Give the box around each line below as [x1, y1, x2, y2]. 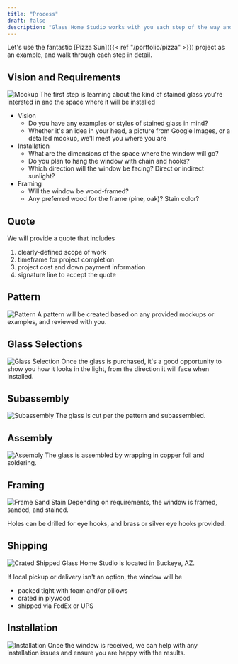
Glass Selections [7, 338, 84, 350]
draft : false [7, 17, 46, 24]
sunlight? [28, 172, 55, 181]
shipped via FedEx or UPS [17, 601, 94, 610]
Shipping [7, 540, 48, 552]
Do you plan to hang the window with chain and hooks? [28, 157, 190, 166]
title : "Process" [7, 10, 59, 18]
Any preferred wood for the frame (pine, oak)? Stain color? [28, 195, 200, 203]
